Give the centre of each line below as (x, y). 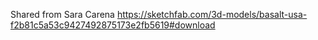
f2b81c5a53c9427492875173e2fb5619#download (113, 25)
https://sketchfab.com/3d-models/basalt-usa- (212, 14)
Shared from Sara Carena (62, 14)
